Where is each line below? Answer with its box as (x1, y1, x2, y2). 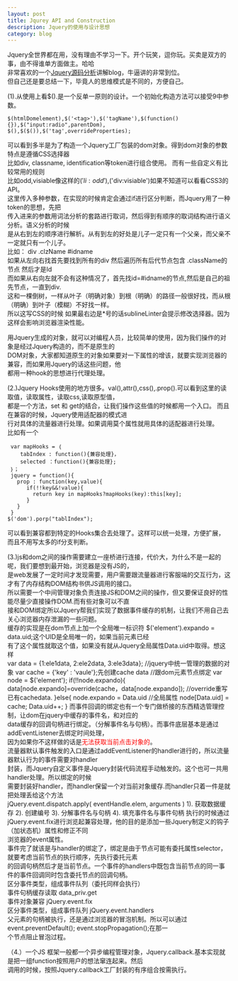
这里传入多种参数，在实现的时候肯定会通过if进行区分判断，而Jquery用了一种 (7, 194, 230, 203)
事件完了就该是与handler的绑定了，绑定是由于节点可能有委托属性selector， (7, 844, 227, 853)
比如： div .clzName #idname (7, 248, 93, 256)
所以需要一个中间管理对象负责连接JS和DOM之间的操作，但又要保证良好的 (7, 588, 222, 597)
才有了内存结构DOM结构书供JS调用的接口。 (7, 580, 136, 588)
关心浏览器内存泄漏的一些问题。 (7, 615, 101, 623)
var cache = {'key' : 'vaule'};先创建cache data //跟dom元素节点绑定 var (15, 668, 223, 677)
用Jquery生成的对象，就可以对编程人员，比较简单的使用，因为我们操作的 (7, 333, 221, 342)
